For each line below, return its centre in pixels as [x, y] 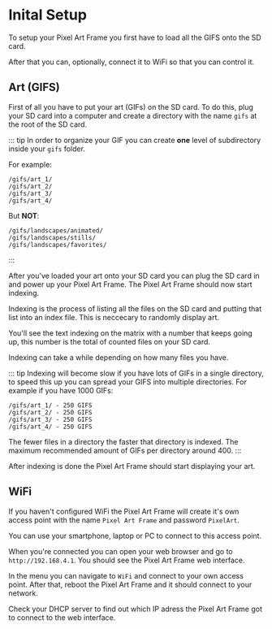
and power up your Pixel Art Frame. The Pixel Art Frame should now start [130, 284]
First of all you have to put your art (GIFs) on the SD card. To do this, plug [131, 106]
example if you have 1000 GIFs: [61, 390]
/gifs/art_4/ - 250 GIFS [50, 427]
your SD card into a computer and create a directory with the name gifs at [133, 115]
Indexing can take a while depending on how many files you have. [119, 357]
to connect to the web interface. [62, 617]
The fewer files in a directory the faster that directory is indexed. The [123, 441]
